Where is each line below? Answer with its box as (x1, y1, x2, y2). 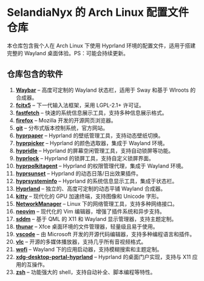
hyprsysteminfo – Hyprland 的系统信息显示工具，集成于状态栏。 (15, 177, 178, 185)
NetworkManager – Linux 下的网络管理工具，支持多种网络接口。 (15, 200, 178, 207)
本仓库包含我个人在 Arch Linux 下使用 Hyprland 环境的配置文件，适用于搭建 (7, 42, 196, 49)
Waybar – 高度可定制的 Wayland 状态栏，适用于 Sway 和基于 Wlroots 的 (15, 86, 196, 93)
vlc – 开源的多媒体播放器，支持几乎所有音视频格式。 (15, 238, 147, 245)
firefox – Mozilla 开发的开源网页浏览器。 (15, 117, 117, 124)
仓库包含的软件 (7, 69, 63, 80)
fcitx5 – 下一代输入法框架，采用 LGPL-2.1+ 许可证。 (15, 101, 144, 109)
